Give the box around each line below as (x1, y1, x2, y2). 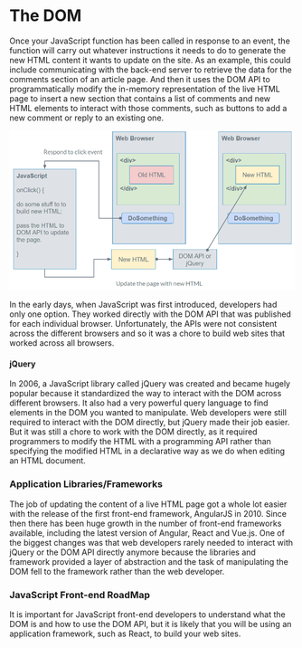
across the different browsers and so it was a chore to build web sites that (9, 328, 286, 339)
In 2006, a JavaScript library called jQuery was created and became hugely (9, 378, 291, 389)
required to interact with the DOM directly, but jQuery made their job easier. (9, 417, 290, 428)
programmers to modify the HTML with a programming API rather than (9, 436, 271, 447)
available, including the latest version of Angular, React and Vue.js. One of (9, 527, 285, 538)
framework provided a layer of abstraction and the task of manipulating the (9, 556, 289, 567)
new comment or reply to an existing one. (9, 112, 165, 123)
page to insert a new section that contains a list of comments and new (9, 92, 271, 104)
